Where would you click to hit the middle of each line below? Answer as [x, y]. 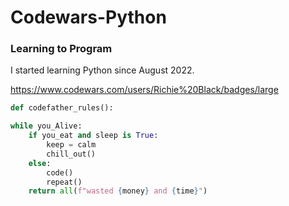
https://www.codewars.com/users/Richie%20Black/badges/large [144, 90]
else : [40, 163]
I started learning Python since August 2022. [102, 70]
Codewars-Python [88, 17]
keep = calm [71, 145]
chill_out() [71, 154]
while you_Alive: [46, 126]
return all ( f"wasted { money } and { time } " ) [118, 191]
